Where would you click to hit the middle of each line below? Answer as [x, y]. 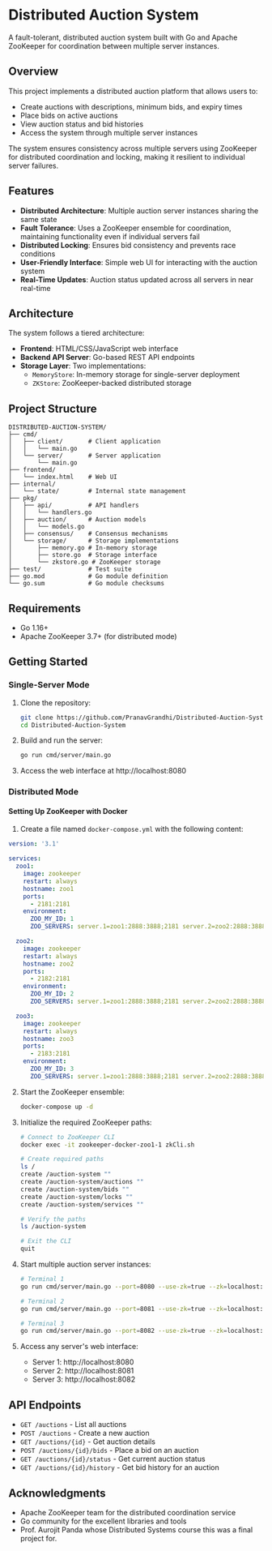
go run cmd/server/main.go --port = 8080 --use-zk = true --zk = [123, 1287]
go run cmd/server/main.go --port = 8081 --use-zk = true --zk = [123, 1309]
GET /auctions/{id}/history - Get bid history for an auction [120, 1467]
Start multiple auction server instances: [85, 1264]
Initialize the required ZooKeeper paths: [86, 1122]
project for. [38, 1538]
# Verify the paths [53, 1219]
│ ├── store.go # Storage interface [83, 555]
